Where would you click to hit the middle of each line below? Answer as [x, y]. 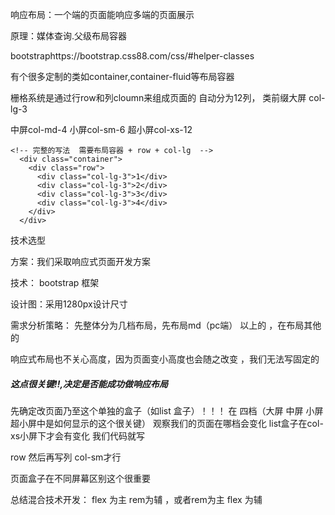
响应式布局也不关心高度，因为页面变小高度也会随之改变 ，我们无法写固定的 [165, 359]
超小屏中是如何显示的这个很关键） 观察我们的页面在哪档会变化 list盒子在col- [167, 423]
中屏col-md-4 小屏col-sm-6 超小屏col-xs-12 [101, 129]
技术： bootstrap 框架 [55, 282]
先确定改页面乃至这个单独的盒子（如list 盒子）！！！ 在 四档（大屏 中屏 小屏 [167, 410]
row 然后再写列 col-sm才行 [66, 457]
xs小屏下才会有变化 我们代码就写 [77, 435]
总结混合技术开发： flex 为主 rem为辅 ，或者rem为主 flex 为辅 [136, 499]
